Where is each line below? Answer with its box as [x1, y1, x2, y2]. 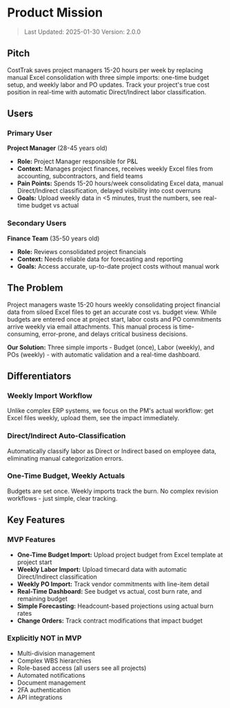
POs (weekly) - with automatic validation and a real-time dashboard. [7, 350, 201, 359]
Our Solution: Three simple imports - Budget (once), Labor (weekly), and [7, 343, 215, 351]
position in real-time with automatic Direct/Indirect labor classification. [7, 87, 207, 96]
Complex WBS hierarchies [17, 656, 92, 665]
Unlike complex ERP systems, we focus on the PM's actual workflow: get [7, 406, 214, 415]
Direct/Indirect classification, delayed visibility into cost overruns [17, 187, 201, 195]
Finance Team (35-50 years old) [7, 234, 100, 242]
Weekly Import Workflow [7, 391, 93, 400]
